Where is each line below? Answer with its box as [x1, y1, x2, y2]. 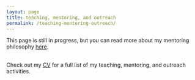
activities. [6, 68, 31, 75]
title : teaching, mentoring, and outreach [6, 15, 116, 21]
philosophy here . [6, 43, 49, 50]
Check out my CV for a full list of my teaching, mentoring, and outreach [6, 61, 186, 68]
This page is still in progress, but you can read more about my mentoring [6, 37, 189, 44]
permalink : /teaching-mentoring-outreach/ [6, 20, 116, 26]
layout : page [6, 8, 40, 15]
